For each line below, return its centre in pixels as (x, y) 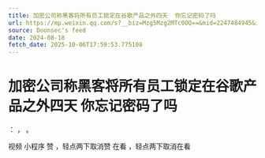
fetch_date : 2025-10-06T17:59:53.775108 (76, 45)
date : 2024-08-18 (37, 38)
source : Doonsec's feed (47, 30)
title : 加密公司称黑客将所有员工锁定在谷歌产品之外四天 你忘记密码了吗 (112, 15)
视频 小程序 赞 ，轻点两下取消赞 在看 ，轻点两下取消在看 (99, 146)
